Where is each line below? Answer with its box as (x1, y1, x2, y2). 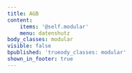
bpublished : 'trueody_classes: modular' (7, 49, 127, 56)
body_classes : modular (7, 36, 73, 43)
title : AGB (7, 10, 39, 17)
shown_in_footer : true (7, 56, 73, 63)
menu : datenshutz (20, 29, 71, 37)
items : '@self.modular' (20, 23, 89, 30)
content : (7, 17, 33, 24)
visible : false (7, 42, 52, 49)
